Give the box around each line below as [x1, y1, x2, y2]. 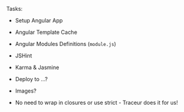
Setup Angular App [15, 17, 63, 24]
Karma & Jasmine [15, 64, 60, 71]
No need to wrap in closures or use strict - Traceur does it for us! [15, 99, 178, 106]
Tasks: [6, 5, 23, 12]
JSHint [15, 52, 32, 59]
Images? [15, 87, 36, 94]
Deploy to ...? [15, 76, 48, 82]
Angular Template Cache [15, 28, 78, 36]
